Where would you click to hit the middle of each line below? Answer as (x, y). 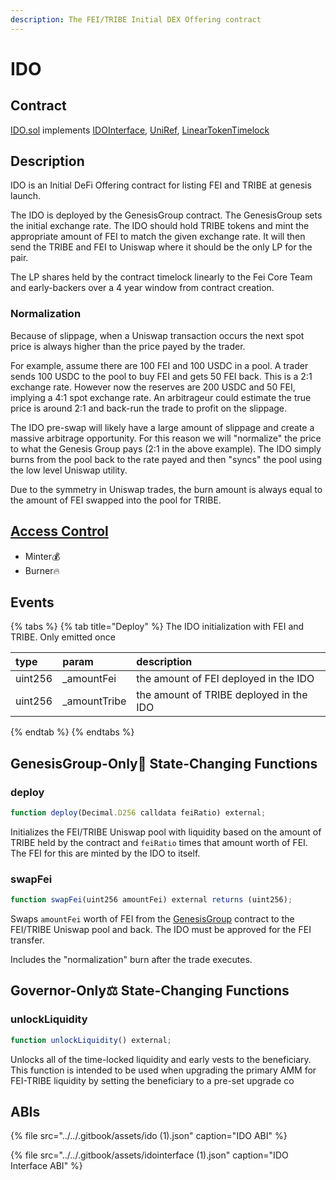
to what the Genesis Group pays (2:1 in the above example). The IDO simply (166, 448)
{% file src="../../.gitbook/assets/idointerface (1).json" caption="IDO (149, 1155)
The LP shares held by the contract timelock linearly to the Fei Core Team (161, 277)
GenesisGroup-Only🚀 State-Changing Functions (164, 763)
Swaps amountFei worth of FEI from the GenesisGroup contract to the (152, 919)
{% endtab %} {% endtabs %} (72, 732)
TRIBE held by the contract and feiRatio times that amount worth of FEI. (159, 842)
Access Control (59, 531)
